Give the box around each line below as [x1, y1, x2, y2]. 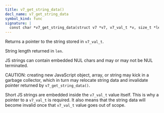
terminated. [5, 63, 28, 69]
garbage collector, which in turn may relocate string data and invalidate [5, 77, 148, 83]
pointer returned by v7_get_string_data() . [5, 82, 90, 88]
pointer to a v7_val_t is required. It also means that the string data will [5, 97, 145, 103]
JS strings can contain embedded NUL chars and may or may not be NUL [5, 57, 153, 63]
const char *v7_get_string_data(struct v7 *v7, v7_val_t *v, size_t [9, 25, 152, 30]
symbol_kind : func [5, 16, 42, 21]
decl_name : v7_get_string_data [5, 12, 69, 17]
